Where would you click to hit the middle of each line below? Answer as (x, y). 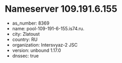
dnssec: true (25, 56)
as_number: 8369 (31, 23)
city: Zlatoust (26, 34)
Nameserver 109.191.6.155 (61, 9)
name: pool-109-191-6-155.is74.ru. (48, 28)
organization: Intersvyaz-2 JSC (45, 45)
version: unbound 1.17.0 (36, 50)
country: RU (25, 39)
